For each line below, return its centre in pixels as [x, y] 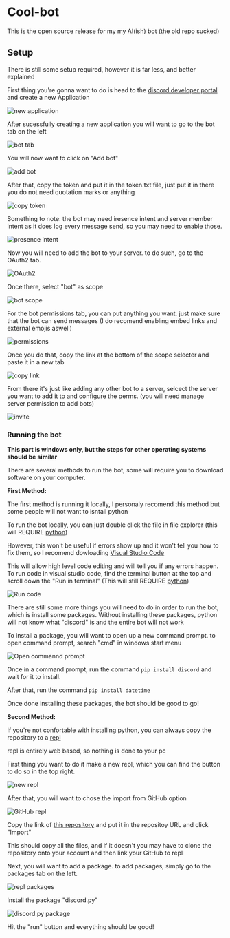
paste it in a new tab [36, 362]
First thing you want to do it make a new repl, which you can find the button [114, 764]
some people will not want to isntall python [68, 512]
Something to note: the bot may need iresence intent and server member [110, 218]
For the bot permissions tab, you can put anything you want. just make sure [114, 313]
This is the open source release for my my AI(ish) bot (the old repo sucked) [113, 31]
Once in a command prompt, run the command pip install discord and [110, 669]
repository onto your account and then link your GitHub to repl [95, 853]
